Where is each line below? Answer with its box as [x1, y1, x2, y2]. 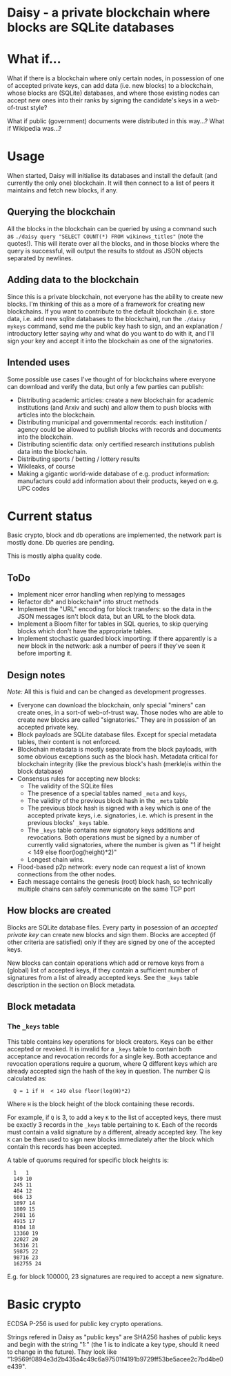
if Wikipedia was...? [7, 125, 62, 133]
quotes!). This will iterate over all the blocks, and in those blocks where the [7, 239, 220, 247]
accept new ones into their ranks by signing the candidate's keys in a [7, 96, 203, 105]
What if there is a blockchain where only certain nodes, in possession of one [7, 74, 225, 82]
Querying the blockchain [7, 206, 116, 218]
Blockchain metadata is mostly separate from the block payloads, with [17, 745, 217, 754]
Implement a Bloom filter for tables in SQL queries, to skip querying [17, 619, 208, 628]
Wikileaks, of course [17, 462, 76, 470]
